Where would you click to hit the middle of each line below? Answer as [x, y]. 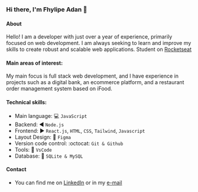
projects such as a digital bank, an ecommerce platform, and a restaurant [95, 82]
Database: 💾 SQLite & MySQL [49, 156]
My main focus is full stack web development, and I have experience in [92, 76]
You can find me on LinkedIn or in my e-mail [68, 183]
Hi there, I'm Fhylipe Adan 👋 [47, 9]
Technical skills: [27, 102]
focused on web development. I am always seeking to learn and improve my [99, 43]
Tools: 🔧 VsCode [33, 149]
